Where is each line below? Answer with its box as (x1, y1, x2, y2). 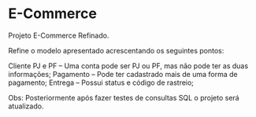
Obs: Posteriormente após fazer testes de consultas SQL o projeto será (8, 93, 239, 102)
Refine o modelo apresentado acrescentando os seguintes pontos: (8, 46, 224, 55)
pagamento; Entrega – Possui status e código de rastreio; (8, 78, 195, 87)
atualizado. (8, 101, 44, 111)
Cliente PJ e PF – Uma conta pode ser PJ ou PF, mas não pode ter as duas (8, 60, 249, 71)
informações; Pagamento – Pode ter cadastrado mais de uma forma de (8, 69, 238, 79)
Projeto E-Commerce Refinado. (8, 31, 109, 40)
